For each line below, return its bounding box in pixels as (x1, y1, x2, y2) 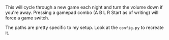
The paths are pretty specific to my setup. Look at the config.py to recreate (5, 24, 164, 30)
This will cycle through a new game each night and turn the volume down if (5, 4, 163, 10)
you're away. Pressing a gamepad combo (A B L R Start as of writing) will (5, 9, 159, 15)
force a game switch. (5, 15, 49, 20)
